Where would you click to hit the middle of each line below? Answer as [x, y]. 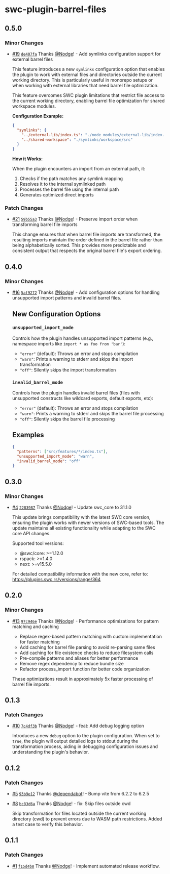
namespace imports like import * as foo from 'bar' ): [69, 343]
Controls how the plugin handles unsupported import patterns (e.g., [83, 338]
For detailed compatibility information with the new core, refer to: [80, 574]
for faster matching [40, 642]
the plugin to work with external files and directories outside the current [87, 74]
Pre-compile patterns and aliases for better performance [79, 658]
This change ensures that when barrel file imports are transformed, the [86, 234]
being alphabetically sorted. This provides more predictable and [79, 245]
